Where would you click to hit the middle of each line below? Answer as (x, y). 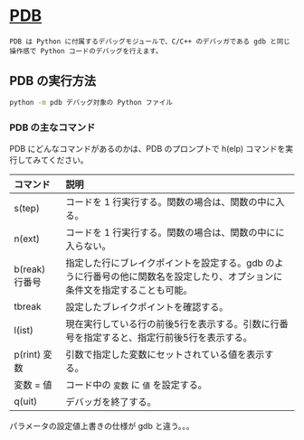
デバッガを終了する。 (111, 401)
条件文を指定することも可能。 (129, 290)
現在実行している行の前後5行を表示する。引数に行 (173, 323)
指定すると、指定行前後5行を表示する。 (168, 337)
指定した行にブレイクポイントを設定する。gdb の (170, 263)
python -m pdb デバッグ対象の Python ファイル (91, 102)
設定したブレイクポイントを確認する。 (147, 306)
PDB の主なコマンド (52, 127)
